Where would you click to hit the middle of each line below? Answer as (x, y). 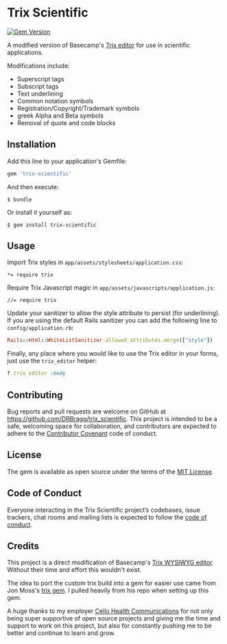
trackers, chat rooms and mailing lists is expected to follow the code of (107, 517)
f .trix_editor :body (37, 374)
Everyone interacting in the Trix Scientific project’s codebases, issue (104, 510)
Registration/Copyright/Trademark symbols (78, 108)
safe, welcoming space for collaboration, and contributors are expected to (112, 426)
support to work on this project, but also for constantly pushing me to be (109, 626)
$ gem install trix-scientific (52, 225)
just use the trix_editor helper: (52, 361)
